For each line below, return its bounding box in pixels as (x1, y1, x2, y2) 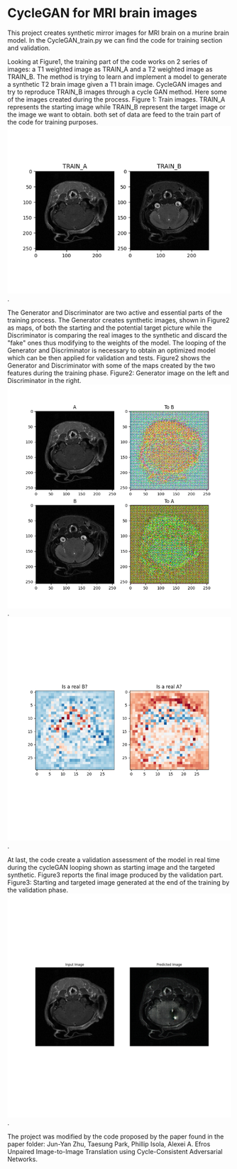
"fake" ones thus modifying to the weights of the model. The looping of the (7, 338, 226, 347)
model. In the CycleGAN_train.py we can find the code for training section (7, 36, 223, 44)
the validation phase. (7, 885, 69, 894)
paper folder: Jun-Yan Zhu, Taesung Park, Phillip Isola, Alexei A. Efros (7, 1139, 211, 1148)
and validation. (7, 43, 51, 52)
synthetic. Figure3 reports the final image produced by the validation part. (7, 871, 224, 879)
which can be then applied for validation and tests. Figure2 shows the (7, 353, 211, 362)
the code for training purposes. (7, 117, 99, 126)
